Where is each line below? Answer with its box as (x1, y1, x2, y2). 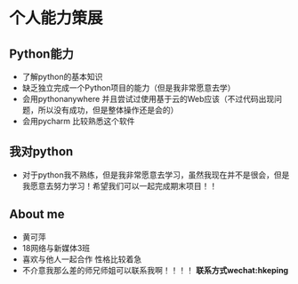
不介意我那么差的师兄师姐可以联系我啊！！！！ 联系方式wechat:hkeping (21, 264, 289, 275)
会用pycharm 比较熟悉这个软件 (21, 116, 135, 126)
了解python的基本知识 (21, 72, 103, 82)
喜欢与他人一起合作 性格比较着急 (21, 254, 142, 264)
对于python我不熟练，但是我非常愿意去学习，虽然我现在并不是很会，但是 (21, 170, 290, 180)
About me (9, 207, 65, 222)
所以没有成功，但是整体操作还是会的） (37, 105, 179, 115)
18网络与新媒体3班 (21, 242, 91, 253)
